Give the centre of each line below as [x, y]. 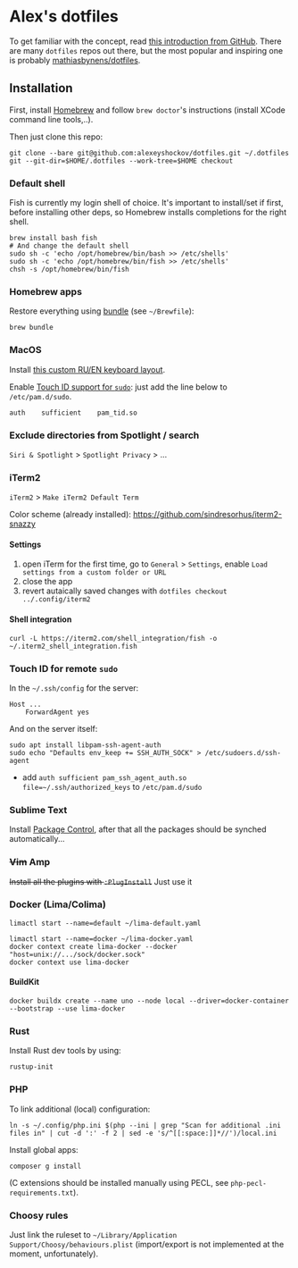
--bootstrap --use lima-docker [67, 1009]
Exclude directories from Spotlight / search [104, 435]
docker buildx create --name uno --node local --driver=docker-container [149, 1001]
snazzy [22, 524]
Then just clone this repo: [56, 137]
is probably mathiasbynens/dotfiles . [75, 60]
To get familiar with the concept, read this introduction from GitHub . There [145, 41]
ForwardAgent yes [58, 712]
